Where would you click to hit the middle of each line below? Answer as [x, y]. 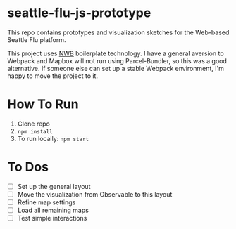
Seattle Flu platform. [37, 39]
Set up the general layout [54, 186]
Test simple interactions [52, 218]
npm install [35, 131]
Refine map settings [46, 202]
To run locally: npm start [53, 138]
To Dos [28, 167]
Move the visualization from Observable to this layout [95, 194]
